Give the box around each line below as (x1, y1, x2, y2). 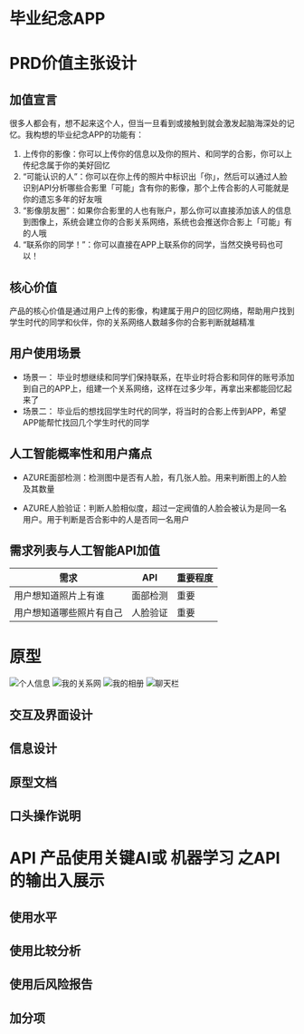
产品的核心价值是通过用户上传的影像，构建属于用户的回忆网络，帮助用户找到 (9, 306, 295, 316)
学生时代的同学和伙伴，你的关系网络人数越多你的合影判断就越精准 (9, 317, 255, 327)
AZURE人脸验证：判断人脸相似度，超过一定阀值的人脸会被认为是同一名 (22, 502, 288, 513)
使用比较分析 (9, 942, 81, 958)
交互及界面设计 (9, 707, 93, 722)
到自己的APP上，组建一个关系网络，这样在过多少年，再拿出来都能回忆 (22, 383, 285, 394)
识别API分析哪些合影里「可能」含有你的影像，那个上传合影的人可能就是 (22, 182, 290, 193)
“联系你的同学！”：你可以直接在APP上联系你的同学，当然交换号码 (22, 239, 268, 250)
